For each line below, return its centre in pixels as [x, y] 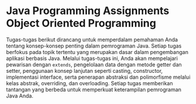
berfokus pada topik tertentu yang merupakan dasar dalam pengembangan [97, 52]
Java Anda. [20, 96]
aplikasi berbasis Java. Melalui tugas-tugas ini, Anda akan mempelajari [92, 58]
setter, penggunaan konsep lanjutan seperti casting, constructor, [84, 71]
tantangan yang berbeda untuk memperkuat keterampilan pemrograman [94, 89]
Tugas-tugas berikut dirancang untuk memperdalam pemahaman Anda [92, 39]
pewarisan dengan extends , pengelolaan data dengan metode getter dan [94, 64]
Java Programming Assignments [88, 11]
